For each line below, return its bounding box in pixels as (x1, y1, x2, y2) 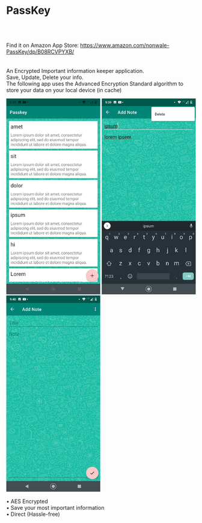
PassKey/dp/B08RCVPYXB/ (6, 48, 75, 55)
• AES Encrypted (6, 498, 48, 505)
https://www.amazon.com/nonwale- (80, 42, 170, 49)
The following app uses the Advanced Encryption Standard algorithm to (6, 80, 183, 87)
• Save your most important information (6, 504, 105, 511)
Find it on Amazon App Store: (6, 42, 79, 49)
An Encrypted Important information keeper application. (6, 67, 144, 74)
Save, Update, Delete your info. (6, 74, 84, 81)
